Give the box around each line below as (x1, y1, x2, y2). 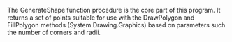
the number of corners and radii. (7, 28, 101, 36)
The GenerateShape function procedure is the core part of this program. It (7, 6, 221, 14)
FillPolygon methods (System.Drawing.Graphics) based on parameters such (7, 21, 226, 29)
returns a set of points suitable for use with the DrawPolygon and (7, 13, 195, 22)
